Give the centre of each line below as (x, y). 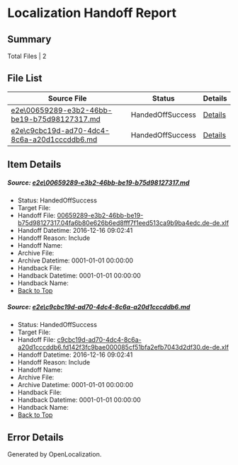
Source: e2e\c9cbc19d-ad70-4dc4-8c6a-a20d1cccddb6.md (99, 306)
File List (25, 78)
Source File (67, 98)
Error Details (35, 437)
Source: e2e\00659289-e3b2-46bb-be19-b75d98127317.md (98, 183)
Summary (29, 39)
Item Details (34, 165)
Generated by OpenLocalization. (55, 454)
